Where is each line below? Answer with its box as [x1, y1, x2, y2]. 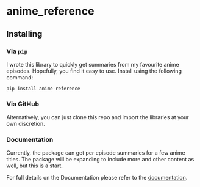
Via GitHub [6, 100, 40, 108]
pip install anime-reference [6, 86, 80, 92]
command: [6, 73, 34, 81]
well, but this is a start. [6, 162, 63, 169]
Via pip [6, 47, 28, 56]
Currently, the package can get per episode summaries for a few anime [6, 149, 186, 156]
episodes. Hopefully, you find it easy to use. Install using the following [6, 67, 182, 75]
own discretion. [6, 120, 46, 128]
